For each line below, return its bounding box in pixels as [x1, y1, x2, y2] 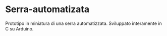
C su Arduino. [5, 25, 34, 31]
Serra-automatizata [5, 4, 90, 15]
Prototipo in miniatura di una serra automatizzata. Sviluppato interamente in [5, 20, 162, 26]
